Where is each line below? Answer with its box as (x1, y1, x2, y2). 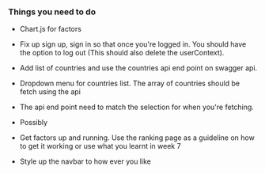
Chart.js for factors (19, 25, 81, 34)
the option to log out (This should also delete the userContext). (19, 48, 225, 58)
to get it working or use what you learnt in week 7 (19, 142, 181, 151)
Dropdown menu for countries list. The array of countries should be (19, 78, 240, 89)
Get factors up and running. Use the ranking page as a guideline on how (19, 133, 255, 142)
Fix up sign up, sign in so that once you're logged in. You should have (19, 40, 247, 49)
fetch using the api (19, 87, 81, 96)
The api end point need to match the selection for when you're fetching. (19, 102, 255, 112)
